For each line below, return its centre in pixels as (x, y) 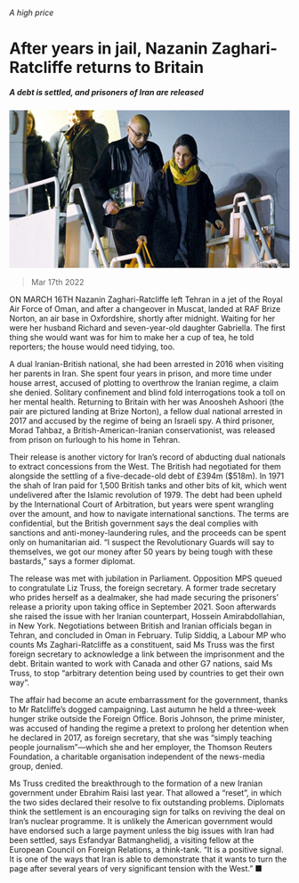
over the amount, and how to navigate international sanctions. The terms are (149, 514)
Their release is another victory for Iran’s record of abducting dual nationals (148, 457)
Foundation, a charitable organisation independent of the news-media (137, 756)
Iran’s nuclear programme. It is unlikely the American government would (141, 822)
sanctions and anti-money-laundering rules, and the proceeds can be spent (148, 533)
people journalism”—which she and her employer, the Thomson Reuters (141, 748)
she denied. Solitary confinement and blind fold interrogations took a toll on (148, 393)
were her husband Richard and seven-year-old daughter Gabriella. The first (148, 328)
